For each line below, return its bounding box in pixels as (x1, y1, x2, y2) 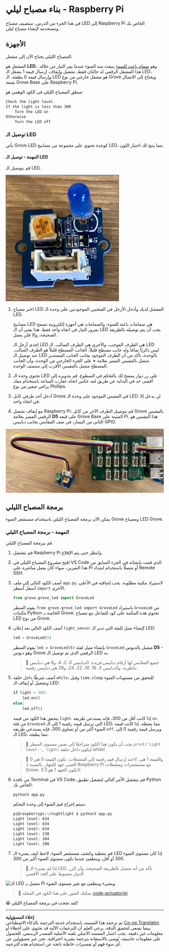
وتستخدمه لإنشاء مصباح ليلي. (6, 25, 60, 31)
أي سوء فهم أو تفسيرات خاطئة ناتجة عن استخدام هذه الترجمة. (6, 941, 122, 947)
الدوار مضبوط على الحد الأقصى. (25, 871, 85, 877)
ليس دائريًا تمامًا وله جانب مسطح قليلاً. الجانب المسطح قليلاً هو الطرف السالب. (13, 347, 159, 353)
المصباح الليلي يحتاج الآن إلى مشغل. (6, 53, 73, 59)
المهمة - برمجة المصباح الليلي (6, 528, 70, 535)
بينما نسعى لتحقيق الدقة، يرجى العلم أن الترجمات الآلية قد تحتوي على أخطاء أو (6, 925, 151, 931)
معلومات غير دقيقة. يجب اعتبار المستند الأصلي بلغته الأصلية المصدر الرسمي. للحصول (6, 930, 163, 936)
